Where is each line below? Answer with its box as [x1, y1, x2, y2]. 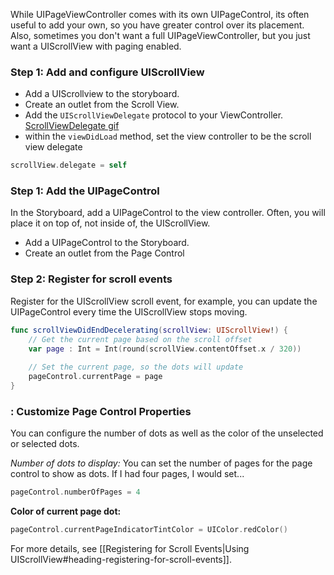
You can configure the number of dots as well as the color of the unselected [10, 427, 324, 439]
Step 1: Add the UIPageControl [10, 184, 160, 198]
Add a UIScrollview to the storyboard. [24, 88, 180, 100]
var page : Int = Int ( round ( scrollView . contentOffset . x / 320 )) [28, 344, 302, 354]
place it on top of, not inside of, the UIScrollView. [10, 217, 211, 229]
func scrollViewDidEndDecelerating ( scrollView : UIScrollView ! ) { [10, 325, 288, 335]
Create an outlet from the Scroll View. [24, 99, 180, 111]
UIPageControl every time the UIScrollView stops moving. [10, 305, 248, 318]
